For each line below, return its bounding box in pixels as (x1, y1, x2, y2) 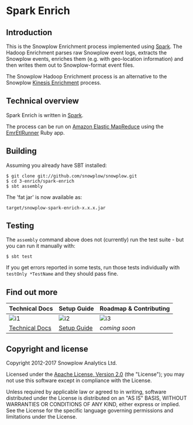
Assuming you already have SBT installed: (6, 162, 107, 169)
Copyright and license (6, 344, 89, 354)
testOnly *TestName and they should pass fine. (6, 270, 119, 277)
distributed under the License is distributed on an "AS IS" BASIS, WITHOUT (6, 395, 187, 402)
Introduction (6, 28, 53, 37)
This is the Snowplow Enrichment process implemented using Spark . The (6, 43, 182, 50)
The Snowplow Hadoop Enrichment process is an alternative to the (6, 73, 167, 80)
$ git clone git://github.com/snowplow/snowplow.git (6, 173, 137, 179)
